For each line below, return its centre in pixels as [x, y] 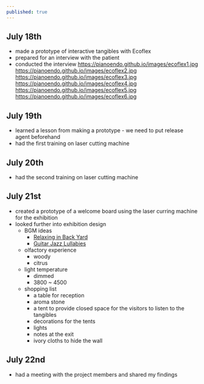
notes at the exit [54, 334]
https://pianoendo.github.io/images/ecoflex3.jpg [76, 77]
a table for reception [59, 295]
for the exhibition [36, 218]
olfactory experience [50, 250]
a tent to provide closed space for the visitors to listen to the [109, 308]
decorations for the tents [64, 321]
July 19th [24, 116]
